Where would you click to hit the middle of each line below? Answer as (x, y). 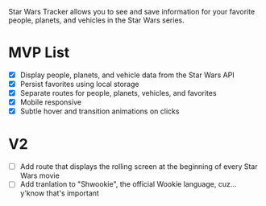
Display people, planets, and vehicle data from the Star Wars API (127, 75)
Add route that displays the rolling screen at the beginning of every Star (139, 167)
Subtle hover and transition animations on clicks (100, 111)
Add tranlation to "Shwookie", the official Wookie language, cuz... (128, 184)
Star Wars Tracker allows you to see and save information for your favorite (132, 12)
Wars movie (40, 175)
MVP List (39, 53)
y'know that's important (59, 193)
